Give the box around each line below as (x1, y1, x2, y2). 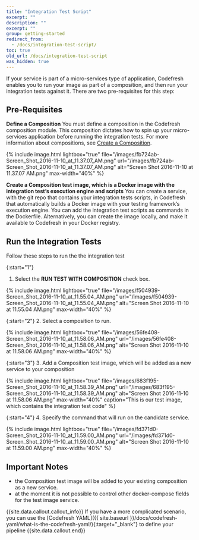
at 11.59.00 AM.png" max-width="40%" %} (6, 444, 112, 452)
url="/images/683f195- (119, 384, 176, 391)
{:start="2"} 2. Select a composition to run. (6, 318, 111, 325)
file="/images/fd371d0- (101, 426, 159, 433)
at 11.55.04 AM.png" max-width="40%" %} (6, 306, 112, 313)
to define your (139, 520, 174, 528)
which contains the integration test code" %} (6, 403, 116, 410)
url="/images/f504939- (119, 293, 177, 300)
